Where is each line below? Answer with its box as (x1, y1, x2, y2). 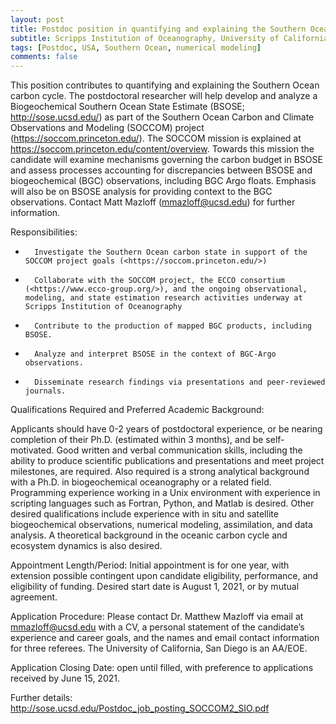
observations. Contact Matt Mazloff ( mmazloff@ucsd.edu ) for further (10, 196, 296, 208)
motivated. (10, 444, 55, 456)
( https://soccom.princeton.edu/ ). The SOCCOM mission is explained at (10, 132, 302, 145)
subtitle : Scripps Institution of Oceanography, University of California (10, 33, 329, 43)
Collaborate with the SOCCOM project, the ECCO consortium (34, 276, 286, 286)
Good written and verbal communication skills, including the (56, 444, 303, 456)
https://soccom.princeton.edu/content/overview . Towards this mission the (10, 143, 315, 155)
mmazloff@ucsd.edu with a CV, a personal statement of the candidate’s (10, 621, 305, 633)
